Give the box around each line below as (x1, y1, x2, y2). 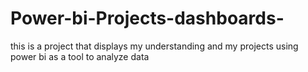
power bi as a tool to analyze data (10, 50, 150, 62)
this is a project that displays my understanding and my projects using (10, 40, 299, 52)
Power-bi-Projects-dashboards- (10, 7, 285, 30)
